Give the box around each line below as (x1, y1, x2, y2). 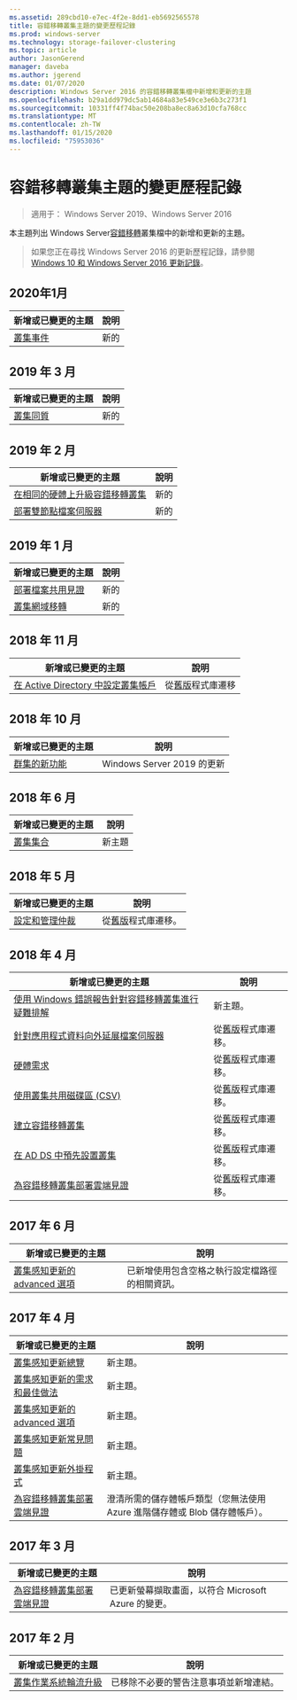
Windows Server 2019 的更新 (102, 757, 225, 769)
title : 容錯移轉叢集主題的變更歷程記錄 (9, 21, 136, 30)
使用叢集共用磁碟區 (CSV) (13, 1089, 121, 1102)
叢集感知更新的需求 (13, 1373, 95, 1385)
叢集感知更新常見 (13, 1432, 86, 1445)
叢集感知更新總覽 (13, 1356, 86, 1369)
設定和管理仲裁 (13, 915, 77, 927)
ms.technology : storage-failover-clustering (9, 37, 176, 47)
